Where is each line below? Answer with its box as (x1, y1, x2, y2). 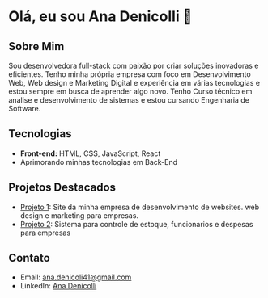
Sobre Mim (8, 40, 65, 53)
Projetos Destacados (8, 181, 116, 195)
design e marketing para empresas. (19, 210, 139, 220)
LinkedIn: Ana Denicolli (19, 281, 97, 291)
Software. (8, 104, 41, 113)
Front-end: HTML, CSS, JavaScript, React (19, 149, 161, 158)
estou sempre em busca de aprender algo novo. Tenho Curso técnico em (8, 86, 253, 96)
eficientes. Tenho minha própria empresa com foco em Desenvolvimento (8, 69, 251, 79)
